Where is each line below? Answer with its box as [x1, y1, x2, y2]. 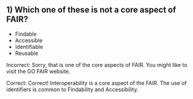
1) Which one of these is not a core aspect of [6, 5, 177, 15]
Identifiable [14, 43, 43, 50]
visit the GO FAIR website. [6, 68, 71, 75]
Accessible [14, 36, 43, 44]
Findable [14, 30, 37, 37]
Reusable [14, 49, 39, 57]
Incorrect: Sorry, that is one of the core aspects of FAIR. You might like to [6, 61, 188, 68]
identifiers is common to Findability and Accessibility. [6, 86, 139, 93]
